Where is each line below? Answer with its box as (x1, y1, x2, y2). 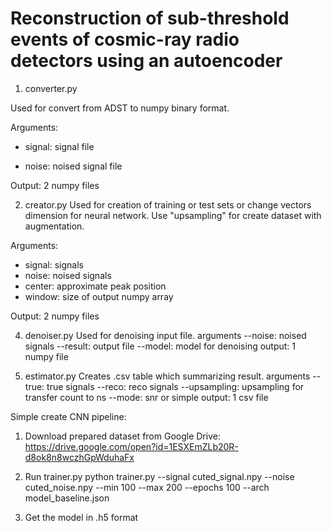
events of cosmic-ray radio (10, 28, 240, 51)
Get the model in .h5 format (24, 511, 139, 523)
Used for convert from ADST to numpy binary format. (10, 102, 230, 114)
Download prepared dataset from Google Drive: (24, 430, 221, 442)
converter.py (24, 82, 78, 94)
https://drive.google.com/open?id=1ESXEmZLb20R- (24, 440, 239, 452)
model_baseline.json (24, 492, 110, 504)
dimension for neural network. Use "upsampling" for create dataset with (24, 209, 322, 221)
